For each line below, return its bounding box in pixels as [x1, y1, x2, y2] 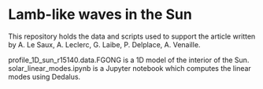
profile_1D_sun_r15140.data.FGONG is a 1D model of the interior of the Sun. [8, 55, 250, 65]
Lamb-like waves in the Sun [8, 6, 193, 24]
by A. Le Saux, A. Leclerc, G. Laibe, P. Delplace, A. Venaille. [8, 39, 201, 49]
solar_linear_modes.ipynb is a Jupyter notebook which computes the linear [8, 63, 252, 72]
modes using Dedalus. [8, 72, 81, 81]
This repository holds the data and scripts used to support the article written [8, 32, 256, 41]
